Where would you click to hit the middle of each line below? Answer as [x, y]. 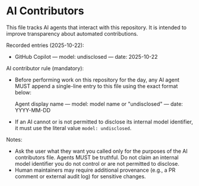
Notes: [14, 139]
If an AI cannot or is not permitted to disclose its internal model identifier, [104, 122]
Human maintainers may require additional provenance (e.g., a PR [95, 170]
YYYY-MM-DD [33, 110]
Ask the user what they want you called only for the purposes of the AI [101, 151]
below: [23, 92]
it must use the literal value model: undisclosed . [73, 128]
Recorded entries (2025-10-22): [45, 45]
